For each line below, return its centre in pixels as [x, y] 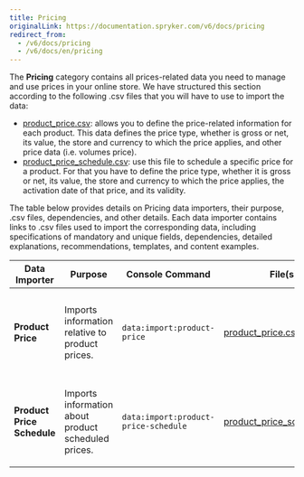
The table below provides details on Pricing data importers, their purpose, [147, 208]
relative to [85, 332]
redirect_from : [38, 34]
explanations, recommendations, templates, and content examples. [134, 247]
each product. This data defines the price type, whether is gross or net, [156, 133]
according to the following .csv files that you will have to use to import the [147, 97]
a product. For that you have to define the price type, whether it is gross [157, 172]
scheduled [87, 439]
